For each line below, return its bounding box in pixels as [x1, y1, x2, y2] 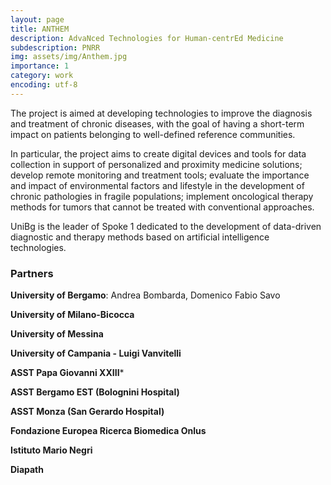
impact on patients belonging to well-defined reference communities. [10, 128, 296, 140]
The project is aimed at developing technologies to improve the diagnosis [10, 107, 313, 119]
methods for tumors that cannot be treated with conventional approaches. [10, 201, 315, 213]
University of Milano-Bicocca [10, 309, 135, 321]
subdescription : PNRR [10, 42, 101, 53]
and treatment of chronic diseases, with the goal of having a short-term [10, 117, 305, 130]
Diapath [10, 464, 44, 476]
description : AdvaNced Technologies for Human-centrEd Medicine [10, 33, 284, 43]
